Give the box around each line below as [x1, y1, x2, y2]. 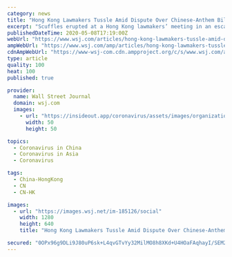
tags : [7, 170, 23, 177]
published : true [7, 74, 54, 82]
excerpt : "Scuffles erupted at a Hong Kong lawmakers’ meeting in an [7, 23, 212, 30]
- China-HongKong [13, 176, 64, 183]
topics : [7, 137, 30, 145]
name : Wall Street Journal [13, 93, 91, 100]
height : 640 [19, 220, 54, 228]
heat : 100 [7, 68, 36, 75]
